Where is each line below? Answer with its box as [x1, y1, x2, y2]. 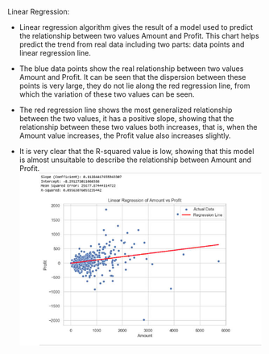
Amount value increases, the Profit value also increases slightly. [19, 131, 231, 140]
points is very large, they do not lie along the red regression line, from [19, 81, 250, 90]
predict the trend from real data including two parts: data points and [19, 40, 245, 49]
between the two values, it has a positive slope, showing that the [19, 114, 234, 123]
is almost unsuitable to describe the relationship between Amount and [19, 155, 251, 165]
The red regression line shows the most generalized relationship [19, 105, 233, 115]
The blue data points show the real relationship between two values [19, 64, 244, 73]
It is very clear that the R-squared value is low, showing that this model [19, 147, 255, 156]
